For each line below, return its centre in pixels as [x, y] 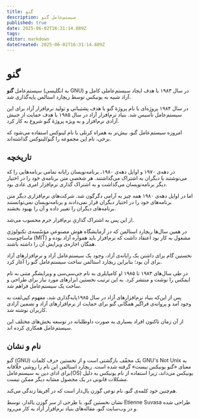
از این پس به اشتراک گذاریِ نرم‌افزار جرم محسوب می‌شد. [70, 219]
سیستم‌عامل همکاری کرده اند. [40, 327]
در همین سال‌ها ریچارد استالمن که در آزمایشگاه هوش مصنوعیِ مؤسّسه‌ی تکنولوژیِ [97, 231]
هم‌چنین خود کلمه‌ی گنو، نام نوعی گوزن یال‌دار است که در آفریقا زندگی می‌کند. [92, 391]
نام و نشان [24, 347]
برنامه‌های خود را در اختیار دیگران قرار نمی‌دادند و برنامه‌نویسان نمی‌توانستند [89, 202]
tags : [13, 34]
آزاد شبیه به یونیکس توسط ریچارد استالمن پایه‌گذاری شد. [69, 97]
